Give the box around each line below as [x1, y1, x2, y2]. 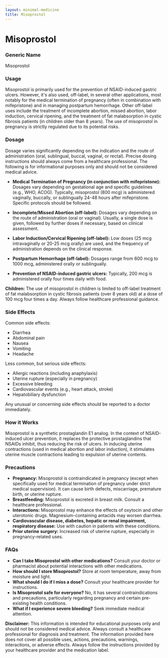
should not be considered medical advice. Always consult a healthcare [5, 625, 151, 631]
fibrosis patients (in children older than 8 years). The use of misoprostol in [5, 118, 158, 124]
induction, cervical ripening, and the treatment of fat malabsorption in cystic [5, 113, 162, 119]
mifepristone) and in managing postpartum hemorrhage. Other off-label [5, 102, 152, 108]
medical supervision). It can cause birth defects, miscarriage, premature [12, 486, 161, 492]
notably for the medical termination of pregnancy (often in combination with [5, 97, 161, 103]
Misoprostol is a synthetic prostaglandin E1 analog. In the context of [5, 430, 144, 436]
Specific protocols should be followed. [12, 199, 92, 205]
